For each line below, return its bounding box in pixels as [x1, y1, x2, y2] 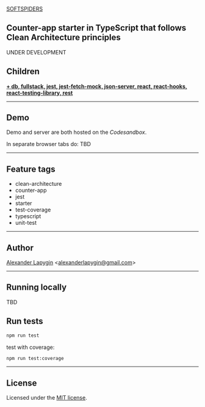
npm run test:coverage [6, 355, 64, 361]
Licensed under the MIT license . [6, 394, 87, 402]
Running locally [6, 282, 67, 293]
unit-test [15, 219, 37, 227]
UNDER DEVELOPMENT [6, 48, 67, 56]
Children [6, 67, 40, 77]
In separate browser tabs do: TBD [6, 141, 92, 148]
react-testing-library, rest [6, 89, 73, 97]
